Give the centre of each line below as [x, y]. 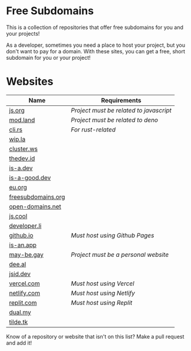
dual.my [20, 312]
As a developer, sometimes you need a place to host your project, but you [96, 45]
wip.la [17, 139]
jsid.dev [20, 273]
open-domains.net [35, 207]
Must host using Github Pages [112, 235]
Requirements [121, 100]
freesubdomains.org [37, 197]
